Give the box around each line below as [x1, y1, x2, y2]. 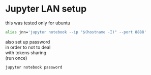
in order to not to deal [5, 44, 51, 50]
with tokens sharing [5, 49, 47, 56]
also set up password [5, 39, 50, 45]
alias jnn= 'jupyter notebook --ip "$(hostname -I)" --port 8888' [5, 29, 146, 34]
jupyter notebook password [5, 64, 63, 70]
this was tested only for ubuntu [5, 20, 70, 26]
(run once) [5, 55, 27, 61]
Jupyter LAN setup [5, 3, 87, 15]
